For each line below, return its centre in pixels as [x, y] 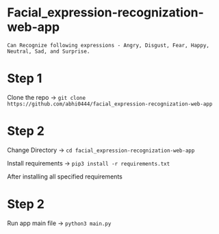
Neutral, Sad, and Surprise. [49, 51]
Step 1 [25, 78]
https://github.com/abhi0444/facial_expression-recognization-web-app [110, 104]
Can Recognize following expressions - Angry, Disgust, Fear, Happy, [108, 45]
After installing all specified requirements [65, 177]
